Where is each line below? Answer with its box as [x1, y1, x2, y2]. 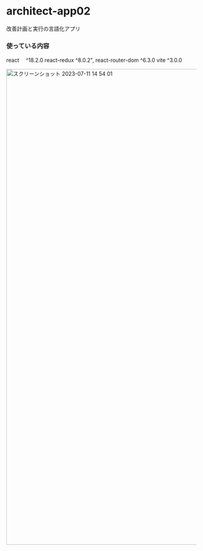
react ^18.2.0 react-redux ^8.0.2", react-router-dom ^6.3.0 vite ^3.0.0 [6, 56, 182, 64]
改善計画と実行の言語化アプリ [6, 25, 80, 32]
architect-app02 [6, 4, 91, 18]
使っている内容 [6, 41, 50, 50]
